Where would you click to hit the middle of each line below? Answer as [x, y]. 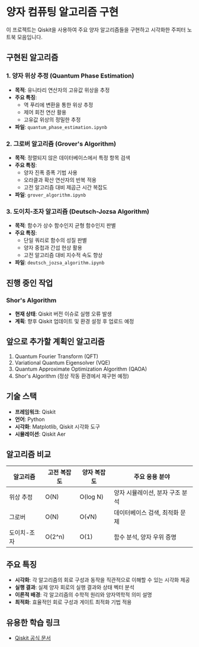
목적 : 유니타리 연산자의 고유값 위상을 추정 [62, 90]
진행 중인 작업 [30, 283]
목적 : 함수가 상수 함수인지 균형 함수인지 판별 [65, 226]
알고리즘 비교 [29, 454]
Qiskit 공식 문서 [33, 638]
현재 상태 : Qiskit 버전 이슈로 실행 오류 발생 [63, 314]
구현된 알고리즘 [32, 58]
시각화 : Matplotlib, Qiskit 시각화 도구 [57, 426]
